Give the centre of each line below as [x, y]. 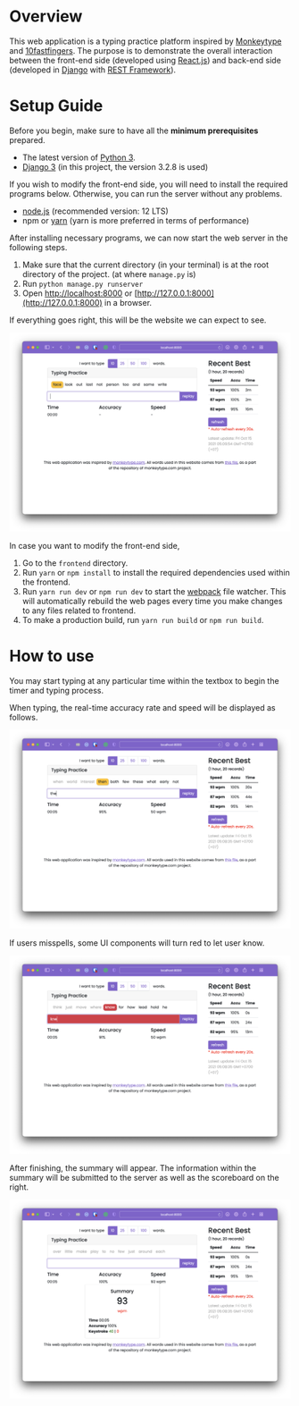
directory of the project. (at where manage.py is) [109, 274]
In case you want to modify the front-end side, [95, 545]
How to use [52, 656]
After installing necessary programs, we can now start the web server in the [149, 238]
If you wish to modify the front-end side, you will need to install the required [149, 184]
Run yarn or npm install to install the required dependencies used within [156, 572]
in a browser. [128, 302]
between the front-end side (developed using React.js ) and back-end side [145, 60]
